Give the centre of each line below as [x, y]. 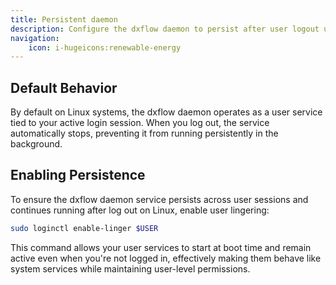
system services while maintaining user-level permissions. [130, 268]
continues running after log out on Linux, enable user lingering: [140, 210]
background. [36, 144]
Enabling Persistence [78, 175]
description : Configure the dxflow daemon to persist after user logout [165, 29]
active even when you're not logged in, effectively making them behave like [166, 258]
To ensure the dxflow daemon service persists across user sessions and [159, 199]
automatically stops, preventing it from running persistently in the [144, 133]
